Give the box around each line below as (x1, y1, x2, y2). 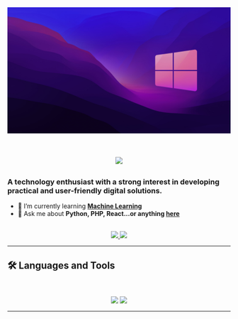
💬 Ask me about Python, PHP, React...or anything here (17, 209, 180, 217)
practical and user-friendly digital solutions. (7, 185, 163, 195)
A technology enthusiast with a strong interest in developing (7, 177, 220, 187)
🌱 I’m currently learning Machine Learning (17, 202, 142, 210)
